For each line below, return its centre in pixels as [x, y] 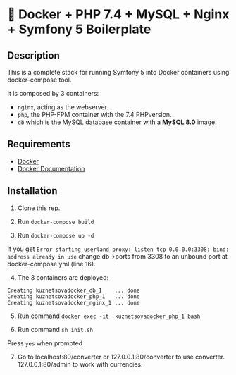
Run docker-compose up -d [56, 235]
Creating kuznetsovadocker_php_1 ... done [74, 296]
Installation [32, 191]
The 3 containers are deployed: [63, 277]
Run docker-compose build [56, 221]
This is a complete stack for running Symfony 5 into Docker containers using [118, 72]
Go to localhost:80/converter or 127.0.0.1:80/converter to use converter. [121, 357]
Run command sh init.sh [55, 329]
